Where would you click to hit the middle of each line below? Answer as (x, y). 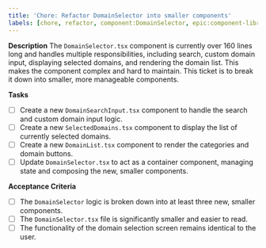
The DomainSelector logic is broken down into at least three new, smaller (137, 201)
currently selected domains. (65, 136)
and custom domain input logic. (71, 119)
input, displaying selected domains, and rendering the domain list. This (123, 62)
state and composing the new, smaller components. (104, 170)
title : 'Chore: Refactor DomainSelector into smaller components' (120, 15)
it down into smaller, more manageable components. (94, 79)
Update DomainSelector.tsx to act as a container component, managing (136, 162)
